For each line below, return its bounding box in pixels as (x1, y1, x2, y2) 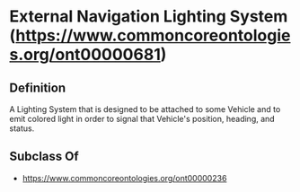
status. (9, 123, 35, 134)
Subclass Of (9, 149, 79, 164)
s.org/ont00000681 (9, 45, 162, 65)
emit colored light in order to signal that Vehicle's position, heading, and (9, 114, 276, 124)
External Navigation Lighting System (9, 6, 288, 27)
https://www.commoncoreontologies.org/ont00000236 (22, 172, 227, 183)
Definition (9, 80, 66, 95)
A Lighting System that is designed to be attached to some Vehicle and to (9, 104, 281, 114)
